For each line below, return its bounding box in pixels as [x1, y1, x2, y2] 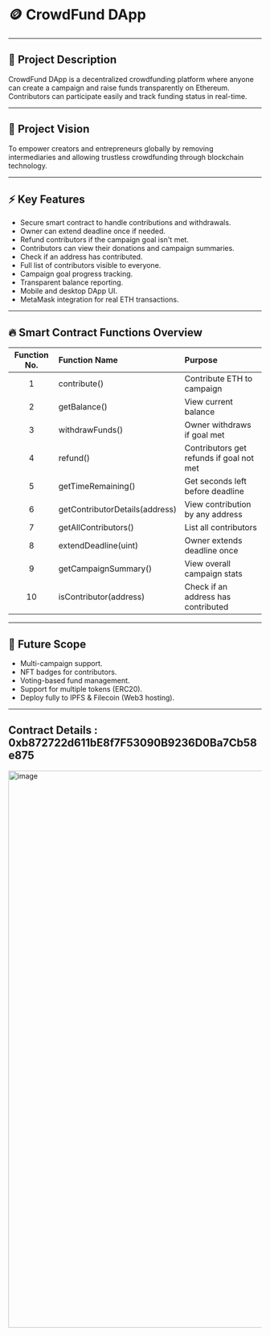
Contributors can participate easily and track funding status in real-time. [8, 91, 247, 101]
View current [184, 397, 233, 408]
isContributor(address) [58, 591, 145, 602]
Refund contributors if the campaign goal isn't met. [19, 235, 189, 245]
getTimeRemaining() [58, 481, 136, 492]
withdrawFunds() [58, 425, 123, 436]
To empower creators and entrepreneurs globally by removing [8, 143, 214, 153]
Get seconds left [184, 475, 247, 487]
